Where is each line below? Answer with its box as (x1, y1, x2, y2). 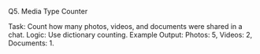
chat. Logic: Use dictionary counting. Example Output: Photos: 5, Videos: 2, (8, 31, 253, 39)
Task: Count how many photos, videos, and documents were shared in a (8, 22, 243, 31)
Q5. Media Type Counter (8, 7, 88, 16)
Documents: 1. (8, 38, 55, 48)
